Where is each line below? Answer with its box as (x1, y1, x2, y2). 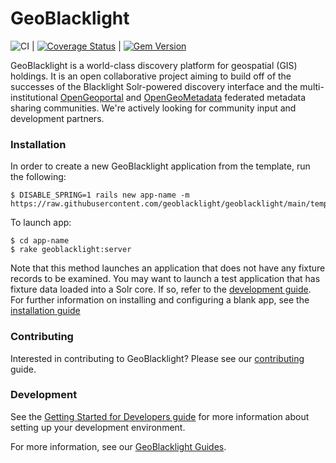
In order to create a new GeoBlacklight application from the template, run (10, 160, 311, 172)
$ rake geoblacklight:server (10, 245, 132, 255)
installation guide (10, 305, 81, 317)
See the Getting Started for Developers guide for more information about (10, 410, 310, 422)
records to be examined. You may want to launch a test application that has (10, 273, 321, 285)
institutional (10, 91, 58, 103)
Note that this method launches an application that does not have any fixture (10, 262, 326, 274)
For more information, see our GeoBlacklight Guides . (10, 440, 227, 452)
